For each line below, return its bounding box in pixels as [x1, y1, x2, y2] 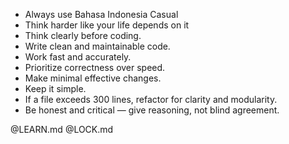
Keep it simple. [24, 83, 87, 94]
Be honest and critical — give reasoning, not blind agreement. [24, 104, 280, 116]
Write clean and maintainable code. [24, 40, 171, 52]
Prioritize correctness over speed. [24, 62, 166, 73]
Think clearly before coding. [24, 30, 142, 41]
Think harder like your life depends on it [24, 19, 190, 31]
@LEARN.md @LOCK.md [10, 124, 114, 135]
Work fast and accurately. [24, 51, 132, 63]
